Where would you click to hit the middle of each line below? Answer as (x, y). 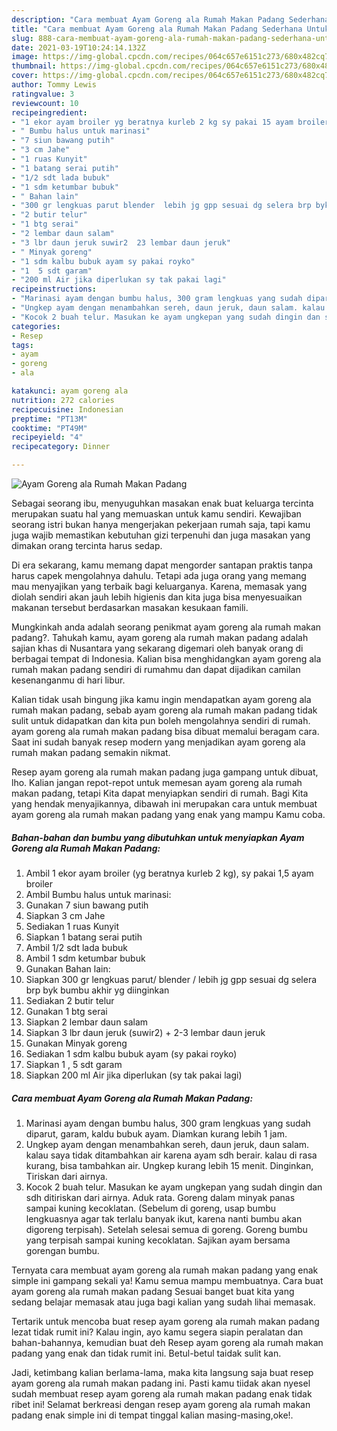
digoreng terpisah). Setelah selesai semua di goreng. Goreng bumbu (166, 1229)
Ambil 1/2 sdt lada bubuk (76, 947)
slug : (22, 38)
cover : (25, 76)
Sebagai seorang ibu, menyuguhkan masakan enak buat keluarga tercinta (162, 503)
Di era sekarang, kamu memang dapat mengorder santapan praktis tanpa (162, 565)
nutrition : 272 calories (63, 400)
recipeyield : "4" (47, 437)
